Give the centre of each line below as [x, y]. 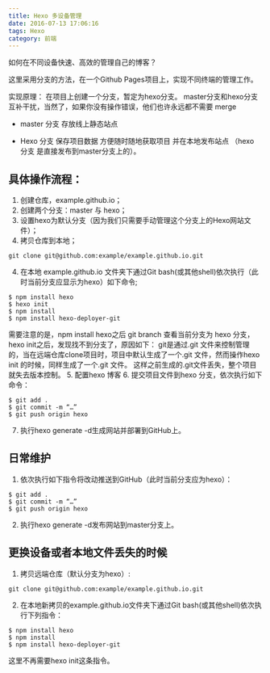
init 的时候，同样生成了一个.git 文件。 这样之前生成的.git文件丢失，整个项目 [133, 365]
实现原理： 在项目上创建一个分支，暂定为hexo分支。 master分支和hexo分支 [133, 97]
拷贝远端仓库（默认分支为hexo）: [75, 574]
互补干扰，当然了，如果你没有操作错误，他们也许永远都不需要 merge [123, 107]
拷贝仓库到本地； [48, 241]
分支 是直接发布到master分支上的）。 [80, 151]
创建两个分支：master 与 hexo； [73, 210]
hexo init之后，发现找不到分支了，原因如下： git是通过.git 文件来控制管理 [129, 345]
